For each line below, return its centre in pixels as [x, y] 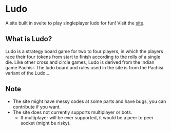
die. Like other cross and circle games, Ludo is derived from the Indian [80, 62]
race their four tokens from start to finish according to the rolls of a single [83, 57]
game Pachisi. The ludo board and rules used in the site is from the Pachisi [84, 67]
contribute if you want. [37, 107]
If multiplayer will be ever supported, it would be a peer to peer [87, 117]
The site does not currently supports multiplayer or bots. [72, 112]
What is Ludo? [29, 39]
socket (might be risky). [45, 123]
